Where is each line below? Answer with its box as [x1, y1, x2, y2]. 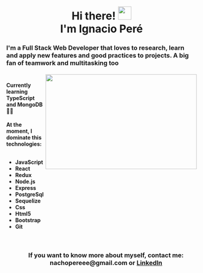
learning [6, 88, 28, 95]
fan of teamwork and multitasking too [6, 59, 119, 67]
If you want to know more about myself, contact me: [28, 251, 184, 260]
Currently [6, 81, 31, 89]
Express [14, 184, 36, 192]
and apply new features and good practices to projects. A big [6, 52, 189, 60]
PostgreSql [14, 191, 44, 198]
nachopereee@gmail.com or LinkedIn [50, 258, 163, 267]
